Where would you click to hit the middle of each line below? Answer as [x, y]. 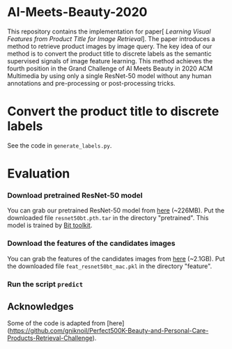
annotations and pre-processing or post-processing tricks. [91, 83]
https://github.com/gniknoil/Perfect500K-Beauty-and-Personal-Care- [109, 331]
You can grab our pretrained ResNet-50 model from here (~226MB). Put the [116, 210]
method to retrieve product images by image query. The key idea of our [110, 46]
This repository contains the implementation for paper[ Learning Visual [109, 31]
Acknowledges [41, 306]
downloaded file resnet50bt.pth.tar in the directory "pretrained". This [108, 218]
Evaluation [39, 174]
